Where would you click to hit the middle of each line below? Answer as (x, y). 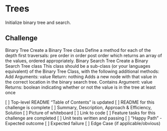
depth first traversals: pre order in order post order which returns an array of (83, 55)
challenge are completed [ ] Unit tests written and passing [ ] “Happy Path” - (83, 118)
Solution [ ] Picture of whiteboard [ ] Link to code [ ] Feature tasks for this (80, 113)
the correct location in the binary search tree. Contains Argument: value (79, 82)
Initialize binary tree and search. (38, 22)
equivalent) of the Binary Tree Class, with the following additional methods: (82, 71)
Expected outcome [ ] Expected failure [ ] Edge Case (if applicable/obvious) (83, 123)
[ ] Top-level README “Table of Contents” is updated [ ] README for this (80, 102)
